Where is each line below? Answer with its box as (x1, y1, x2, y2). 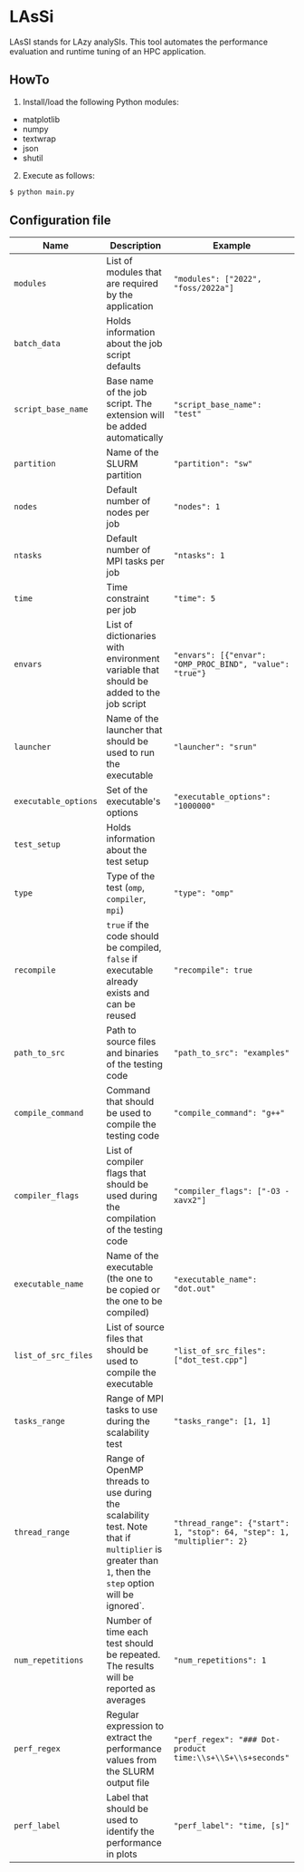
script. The (106, 397, 152, 410)
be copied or (106, 1284, 161, 1296)
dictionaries (106, 630, 157, 643)
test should (106, 1637, 154, 1650)
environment (106, 653, 160, 665)
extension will (106, 409, 165, 422)
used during (106, 1189, 158, 1202)
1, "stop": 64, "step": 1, (173, 1528, 290, 1537)
